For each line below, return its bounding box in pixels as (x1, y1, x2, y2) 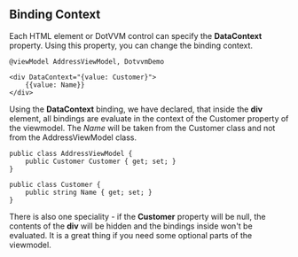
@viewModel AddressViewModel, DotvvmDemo (9, 57, 165, 66)
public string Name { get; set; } (25, 188, 153, 197)
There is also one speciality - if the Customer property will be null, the (9, 211, 266, 222)
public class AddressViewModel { (9, 149, 133, 158)
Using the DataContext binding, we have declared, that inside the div (9, 104, 263, 114)
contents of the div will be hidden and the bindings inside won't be (9, 221, 253, 231)
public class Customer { (9, 180, 101, 189)
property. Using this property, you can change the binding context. (9, 40, 254, 51)
